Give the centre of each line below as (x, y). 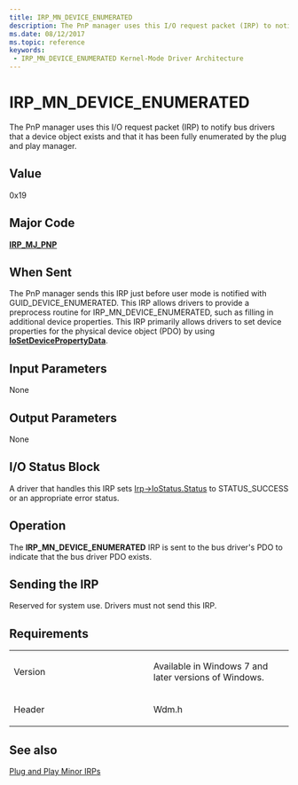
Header (29, 710)
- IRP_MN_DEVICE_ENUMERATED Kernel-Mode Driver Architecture (128, 59)
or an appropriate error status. (64, 498)
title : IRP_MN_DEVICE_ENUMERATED (71, 17)
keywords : (27, 51)
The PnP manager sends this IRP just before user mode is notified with (138, 294)
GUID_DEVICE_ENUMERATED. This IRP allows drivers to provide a (129, 303)
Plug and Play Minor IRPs (55, 772)
